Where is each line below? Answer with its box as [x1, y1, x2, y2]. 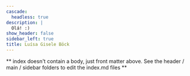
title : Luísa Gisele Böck [6, 42, 69, 48]
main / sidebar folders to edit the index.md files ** [6, 64, 128, 71]
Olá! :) [11, 25, 31, 31]
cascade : [6, 8, 28, 15]
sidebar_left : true [6, 36, 54, 42]
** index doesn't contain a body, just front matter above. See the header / [6, 57, 184, 65]
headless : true [11, 14, 49, 20]
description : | [6, 19, 44, 25]
